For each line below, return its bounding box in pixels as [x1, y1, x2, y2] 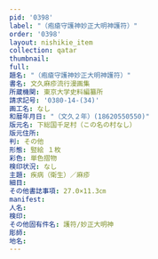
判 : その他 [9, 137, 44, 146]
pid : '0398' [9, 12, 53, 22]
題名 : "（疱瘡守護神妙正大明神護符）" [9, 71, 131, 80]
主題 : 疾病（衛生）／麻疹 [9, 170, 91, 179]
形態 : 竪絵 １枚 [9, 145, 61, 154]
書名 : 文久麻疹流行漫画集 [9, 79, 91, 88]
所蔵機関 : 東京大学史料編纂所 [9, 87, 104, 96]
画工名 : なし [9, 104, 51, 113]
